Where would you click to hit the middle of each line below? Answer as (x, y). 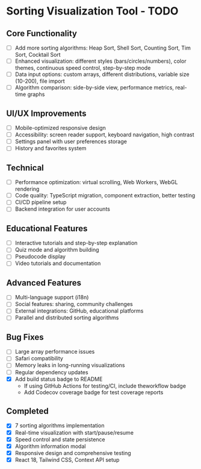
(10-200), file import (40, 81)
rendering (27, 189)
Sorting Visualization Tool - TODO (92, 11)
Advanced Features (44, 283)
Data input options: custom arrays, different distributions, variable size (102, 74)
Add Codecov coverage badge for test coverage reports (94, 392)
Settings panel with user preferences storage (71, 142)
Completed (28, 411)
